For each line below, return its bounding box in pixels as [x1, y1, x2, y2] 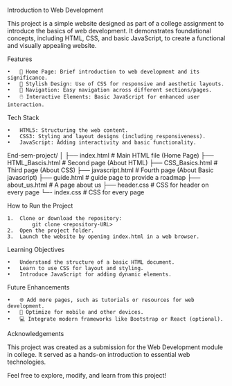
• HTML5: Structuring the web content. [7, 127, 129, 134]
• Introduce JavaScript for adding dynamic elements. [7, 271, 172, 278]
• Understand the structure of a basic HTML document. [7, 259, 175, 266]
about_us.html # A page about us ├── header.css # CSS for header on [7, 181, 209, 189]
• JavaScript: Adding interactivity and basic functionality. [7, 139, 197, 146]
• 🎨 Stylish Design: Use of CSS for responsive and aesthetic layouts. [7, 81, 225, 87]
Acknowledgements [7, 330, 64, 337]
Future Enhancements [7, 283, 70, 291]
